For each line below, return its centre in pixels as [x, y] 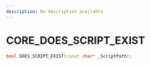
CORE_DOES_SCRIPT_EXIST [75, 40]
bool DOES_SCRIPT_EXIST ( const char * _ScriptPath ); [69, 56]
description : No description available [55, 11]
